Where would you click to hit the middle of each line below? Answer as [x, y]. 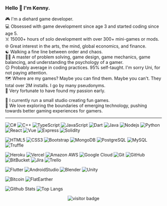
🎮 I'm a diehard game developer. [39, 19]
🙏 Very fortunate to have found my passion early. [55, 91]
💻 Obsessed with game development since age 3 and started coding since [82, 26]
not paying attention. [26, 73]
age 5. [12, 34]
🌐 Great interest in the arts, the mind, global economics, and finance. [76, 46]
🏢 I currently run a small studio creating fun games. [58, 101]
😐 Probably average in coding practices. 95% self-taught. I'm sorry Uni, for [83, 68]
